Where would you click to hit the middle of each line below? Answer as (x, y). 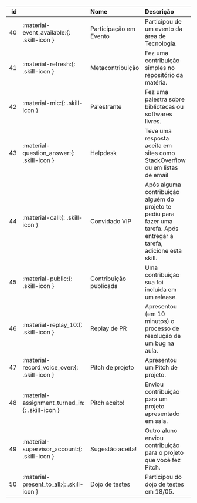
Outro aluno (161, 430)
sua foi (154, 282)
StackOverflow (165, 160)
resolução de (163, 336)
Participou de (163, 21)
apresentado (162, 414)
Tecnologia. (161, 43)
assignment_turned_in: (54, 403)
